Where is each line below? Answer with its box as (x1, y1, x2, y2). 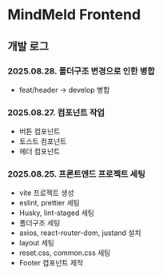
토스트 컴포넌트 (18, 137, 67, 146)
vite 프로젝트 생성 (18, 188, 74, 197)
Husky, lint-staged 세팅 (18, 208, 95, 217)
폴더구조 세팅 (18, 218, 61, 228)
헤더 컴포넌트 (18, 146, 61, 157)
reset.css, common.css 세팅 (18, 248, 111, 257)
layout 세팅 (18, 238, 55, 248)
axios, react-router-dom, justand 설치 (18, 228, 141, 237)
